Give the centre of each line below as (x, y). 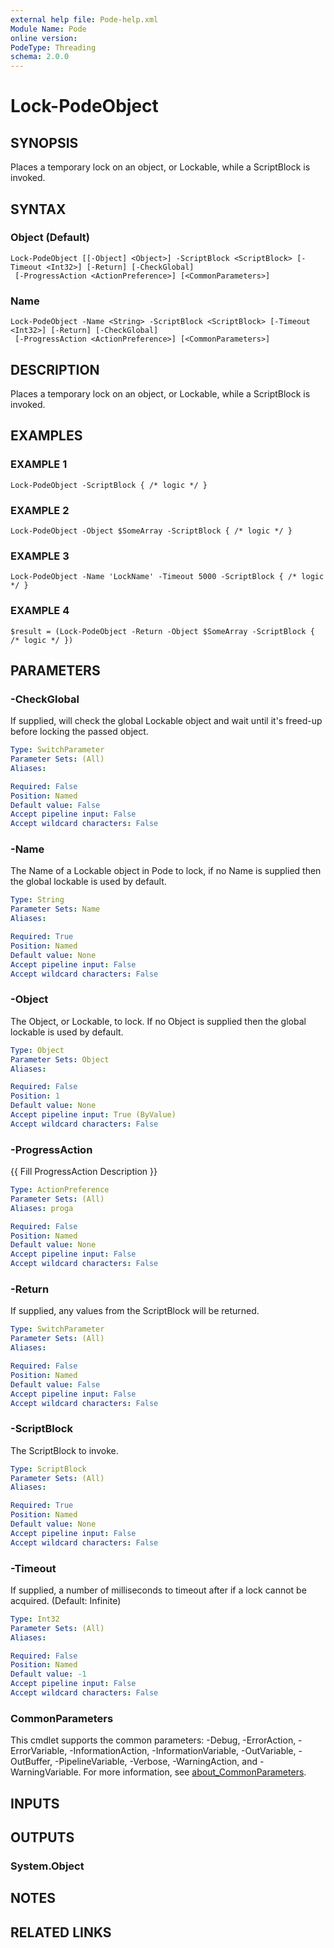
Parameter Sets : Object (60, 1059)
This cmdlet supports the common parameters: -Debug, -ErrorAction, (153, 1740)
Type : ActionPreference (60, 1190)
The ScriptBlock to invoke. (64, 1450)
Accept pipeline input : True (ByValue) (93, 1115)
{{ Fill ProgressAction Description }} (84, 1172)
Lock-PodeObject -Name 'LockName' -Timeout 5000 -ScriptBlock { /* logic (167, 577)
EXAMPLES (46, 436)
